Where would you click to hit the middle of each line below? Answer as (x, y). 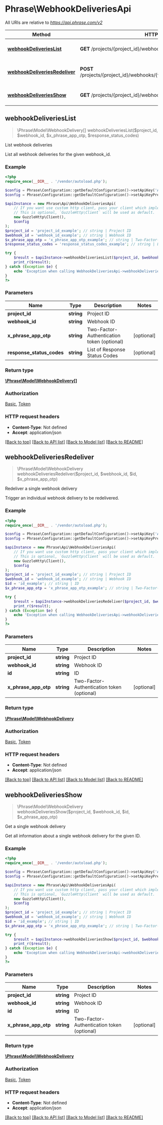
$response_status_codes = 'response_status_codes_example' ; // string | (80, 244)
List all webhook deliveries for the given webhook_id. (58, 154)
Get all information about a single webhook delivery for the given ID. (73, 836)
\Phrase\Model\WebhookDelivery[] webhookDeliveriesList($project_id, (87, 130)
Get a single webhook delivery (35, 826)
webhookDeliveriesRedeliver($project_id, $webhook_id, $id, (77, 474)
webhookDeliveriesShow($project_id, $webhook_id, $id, (73, 812)
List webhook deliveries (29, 145)
